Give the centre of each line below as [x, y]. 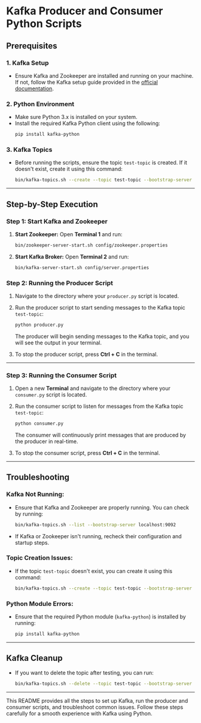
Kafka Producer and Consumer [85, 11]
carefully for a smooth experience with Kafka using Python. [79, 713]
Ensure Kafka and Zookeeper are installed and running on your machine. [104, 75]
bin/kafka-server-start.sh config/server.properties [82, 267]
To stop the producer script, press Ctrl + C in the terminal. [86, 354]
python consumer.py [39, 424]
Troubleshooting [38, 478]
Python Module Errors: [40, 603]
